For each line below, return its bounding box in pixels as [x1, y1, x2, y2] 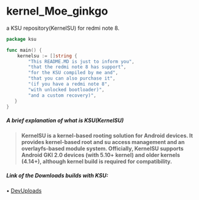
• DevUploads [6, 187, 42, 195]
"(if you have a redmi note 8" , [28, 81, 111, 88]
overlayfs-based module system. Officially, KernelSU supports [21, 145, 184, 153]
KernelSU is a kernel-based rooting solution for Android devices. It [21, 132, 194, 139]
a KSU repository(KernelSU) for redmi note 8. [6, 24, 120, 32]
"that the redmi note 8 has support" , [28, 64, 127, 71]
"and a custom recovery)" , [28, 92, 97, 98]
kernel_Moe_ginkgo [6, 4, 108, 18]
